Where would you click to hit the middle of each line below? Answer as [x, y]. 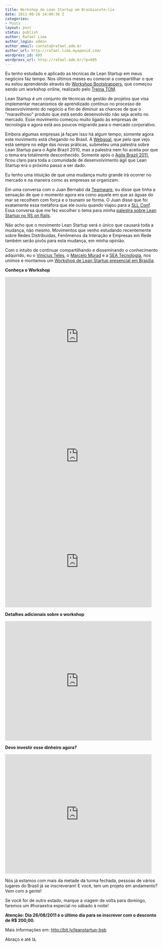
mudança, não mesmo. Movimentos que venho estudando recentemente [78, 230]
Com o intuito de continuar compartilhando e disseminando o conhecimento [81, 250]
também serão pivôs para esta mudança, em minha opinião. [65, 241]
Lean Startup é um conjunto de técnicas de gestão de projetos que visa [77, 99]
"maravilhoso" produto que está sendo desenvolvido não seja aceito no [77, 114]
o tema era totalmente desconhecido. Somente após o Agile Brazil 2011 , [77, 155]
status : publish [21, 32]
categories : [17, 19]
